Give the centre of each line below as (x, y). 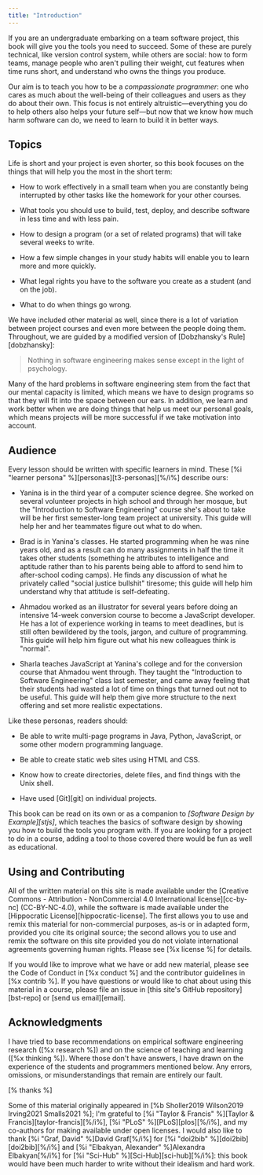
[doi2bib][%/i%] (34, 1147)
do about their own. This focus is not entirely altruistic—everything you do (128, 103)
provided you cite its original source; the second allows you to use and (122, 933)
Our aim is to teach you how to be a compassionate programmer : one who (128, 86)
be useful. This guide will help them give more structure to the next (128, 697)
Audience (33, 450)
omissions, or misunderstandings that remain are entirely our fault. (115, 1074)
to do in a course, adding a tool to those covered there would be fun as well (130, 839)
